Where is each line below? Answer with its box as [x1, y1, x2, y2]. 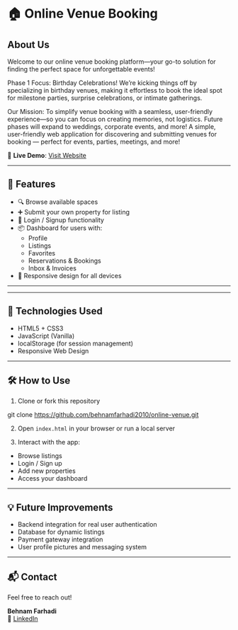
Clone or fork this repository [17, 397, 101, 406]
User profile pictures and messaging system [17, 543, 147, 551]
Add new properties [17, 466, 76, 475]
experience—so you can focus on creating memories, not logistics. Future [7, 115, 223, 123]
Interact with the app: [17, 438, 80, 447]
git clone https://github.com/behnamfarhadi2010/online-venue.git [7, 411, 199, 419]
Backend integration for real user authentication [17, 520, 157, 529]
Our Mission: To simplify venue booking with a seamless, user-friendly [7, 108, 213, 115]
